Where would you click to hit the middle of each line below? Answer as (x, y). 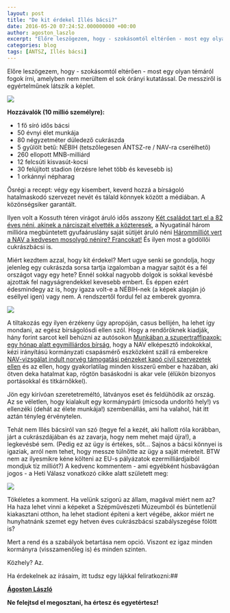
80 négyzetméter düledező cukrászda (71, 140)
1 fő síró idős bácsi (43, 125)
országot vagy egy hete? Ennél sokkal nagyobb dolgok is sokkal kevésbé (110, 275)
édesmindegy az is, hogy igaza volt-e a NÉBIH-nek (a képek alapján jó (106, 289)
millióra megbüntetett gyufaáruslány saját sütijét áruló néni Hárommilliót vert (115, 232)
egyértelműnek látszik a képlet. (51, 86)
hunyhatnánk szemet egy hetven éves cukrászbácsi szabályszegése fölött (112, 521)
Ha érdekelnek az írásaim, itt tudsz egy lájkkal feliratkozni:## (92, 576)
